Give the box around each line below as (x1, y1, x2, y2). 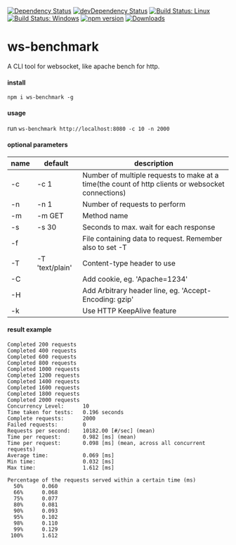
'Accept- (181, 285, 212, 295)
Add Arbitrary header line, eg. (81, 285, 181, 295)
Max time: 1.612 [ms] (7, 464, 114, 471)
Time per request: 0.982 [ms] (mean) (7, 433, 137, 440)
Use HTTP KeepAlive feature (81, 306, 177, 315)
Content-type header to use (81, 258, 176, 268)
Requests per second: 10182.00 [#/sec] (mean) (7, 427, 156, 434)
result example (7, 325, 52, 334)
